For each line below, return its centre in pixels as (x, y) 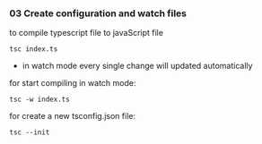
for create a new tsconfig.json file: (73, 116)
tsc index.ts (34, 49)
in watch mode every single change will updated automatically (137, 66)
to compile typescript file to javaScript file (87, 33)
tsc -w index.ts (39, 100)
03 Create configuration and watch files (98, 13)
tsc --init (30, 132)
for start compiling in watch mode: (73, 83)
